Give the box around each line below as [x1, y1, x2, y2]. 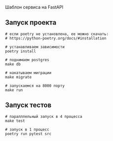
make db [5, 62, 21, 67]
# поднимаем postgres [5, 57, 50, 62]
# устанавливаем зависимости [5, 44, 65, 49]
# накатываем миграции [5, 70, 52, 75]
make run [5, 87, 23, 93]
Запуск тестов [5, 101, 52, 109]
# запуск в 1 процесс [5, 127, 50, 132]
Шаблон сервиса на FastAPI [5, 4, 64, 10]
